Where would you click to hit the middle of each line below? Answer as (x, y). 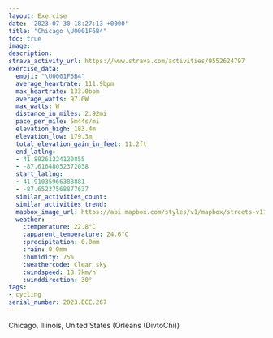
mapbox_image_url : (47, 212)
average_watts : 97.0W (52, 99)
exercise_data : (34, 69)
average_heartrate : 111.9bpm (65, 83)
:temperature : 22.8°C (59, 227)
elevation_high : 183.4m (56, 129)
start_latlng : (39, 174)
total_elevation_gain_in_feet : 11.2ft (82, 144)
